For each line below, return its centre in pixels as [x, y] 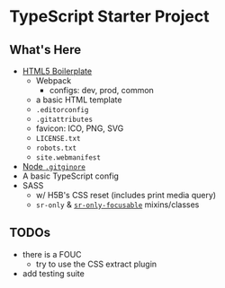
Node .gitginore [54, 166]
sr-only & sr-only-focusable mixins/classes [117, 205]
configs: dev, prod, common [102, 90]
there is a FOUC [52, 254]
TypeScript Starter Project [109, 17]
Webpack [54, 81]
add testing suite [54, 273]
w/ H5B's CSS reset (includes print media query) [126, 195]
